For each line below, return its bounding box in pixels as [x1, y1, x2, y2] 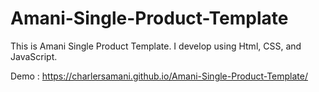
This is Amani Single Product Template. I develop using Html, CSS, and [10, 40, 302, 52]
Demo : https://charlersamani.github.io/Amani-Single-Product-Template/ [10, 70, 308, 82]
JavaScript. [10, 50, 58, 62]
